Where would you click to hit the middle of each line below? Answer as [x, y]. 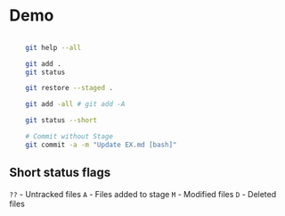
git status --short [61, 120]
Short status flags [60, 173]
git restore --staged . [69, 88]
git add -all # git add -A [75, 104]
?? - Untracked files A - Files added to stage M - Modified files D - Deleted [143, 194]
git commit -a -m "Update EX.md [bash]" [101, 145]
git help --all [53, 47]
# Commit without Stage [69, 137]
